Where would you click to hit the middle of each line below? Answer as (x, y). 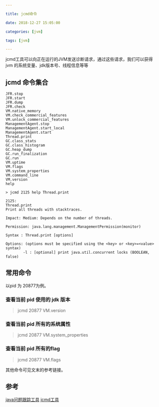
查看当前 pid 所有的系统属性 (38, 324)
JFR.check (16, 107)
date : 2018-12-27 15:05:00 (33, 23)
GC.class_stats (21, 141)
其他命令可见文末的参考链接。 (35, 370)
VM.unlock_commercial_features (37, 120)
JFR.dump (14, 103)
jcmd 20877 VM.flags (39, 359)
